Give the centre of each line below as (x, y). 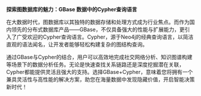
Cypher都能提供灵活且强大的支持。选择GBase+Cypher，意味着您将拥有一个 (100, 72)
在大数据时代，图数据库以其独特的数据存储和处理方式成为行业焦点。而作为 (98, 22)
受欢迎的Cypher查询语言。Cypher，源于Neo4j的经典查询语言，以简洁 (108, 37)
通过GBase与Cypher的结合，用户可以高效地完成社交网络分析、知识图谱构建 (99, 57)
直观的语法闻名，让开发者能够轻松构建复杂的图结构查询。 (77, 44)
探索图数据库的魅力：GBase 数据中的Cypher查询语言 (72, 9)
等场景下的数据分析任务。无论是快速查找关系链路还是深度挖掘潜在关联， (95, 64)
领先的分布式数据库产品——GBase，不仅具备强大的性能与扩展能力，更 (98, 30)
